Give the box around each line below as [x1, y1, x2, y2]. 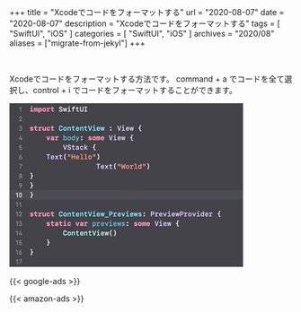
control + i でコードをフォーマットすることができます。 [32, 85, 238, 95]
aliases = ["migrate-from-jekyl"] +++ [9, 38, 146, 48]
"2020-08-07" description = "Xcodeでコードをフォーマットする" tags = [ [9, 18, 280, 29]
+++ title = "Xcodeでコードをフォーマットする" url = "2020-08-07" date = [9, 7, 285, 17]
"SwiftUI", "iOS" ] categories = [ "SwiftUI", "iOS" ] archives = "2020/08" [9, 29, 275, 39]
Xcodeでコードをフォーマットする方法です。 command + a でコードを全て [9, 74, 285, 84]
